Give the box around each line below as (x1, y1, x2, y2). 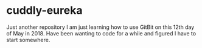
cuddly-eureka (6, 4, 83, 17)
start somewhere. (6, 36, 50, 43)
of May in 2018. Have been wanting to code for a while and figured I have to (6, 29, 197, 37)
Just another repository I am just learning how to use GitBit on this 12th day (6, 23, 195, 31)
